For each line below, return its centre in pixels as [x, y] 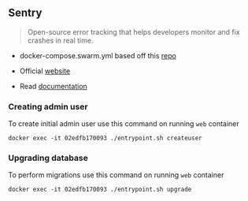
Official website [45, 71]
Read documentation [54, 86]
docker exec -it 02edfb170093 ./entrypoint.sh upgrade [100, 190]
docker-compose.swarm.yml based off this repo [98, 55]
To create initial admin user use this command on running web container [124, 124]
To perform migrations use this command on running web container [116, 175]
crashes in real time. [60, 40]
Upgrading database [48, 158]
